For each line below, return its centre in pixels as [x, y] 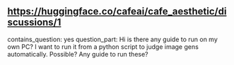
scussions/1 [34, 23]
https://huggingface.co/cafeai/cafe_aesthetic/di [117, 12]
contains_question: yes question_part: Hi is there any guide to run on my [112, 39]
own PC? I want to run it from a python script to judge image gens [103, 46]
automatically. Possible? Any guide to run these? [78, 54]
